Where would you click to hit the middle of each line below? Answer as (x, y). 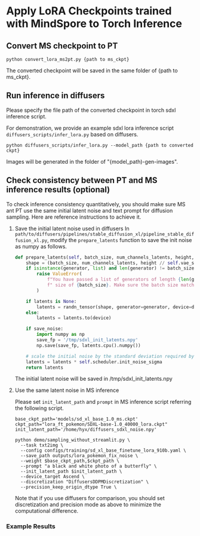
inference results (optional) (58, 190)
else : (33, 313)
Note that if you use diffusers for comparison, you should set (90, 498)
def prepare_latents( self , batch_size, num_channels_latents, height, (104, 257)
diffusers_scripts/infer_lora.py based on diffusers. (72, 134)
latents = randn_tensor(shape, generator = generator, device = (114, 307)
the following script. (39, 408)
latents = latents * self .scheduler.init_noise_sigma (94, 362)
